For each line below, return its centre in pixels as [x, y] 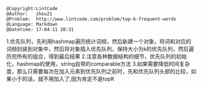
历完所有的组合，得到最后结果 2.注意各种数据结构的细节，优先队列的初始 [96, 56]
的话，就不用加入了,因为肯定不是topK [68, 79]
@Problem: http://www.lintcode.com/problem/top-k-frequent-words [91, 19]
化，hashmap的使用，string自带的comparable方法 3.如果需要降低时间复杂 [98, 64]
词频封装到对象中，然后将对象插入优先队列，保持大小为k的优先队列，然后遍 [100, 49]
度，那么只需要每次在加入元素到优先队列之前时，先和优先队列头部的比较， [99, 71]
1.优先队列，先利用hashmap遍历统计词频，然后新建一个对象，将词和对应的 [99, 41]
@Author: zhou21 [29, 14]
